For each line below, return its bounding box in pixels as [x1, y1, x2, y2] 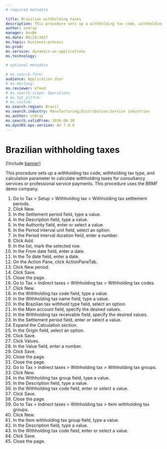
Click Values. [12, 338, 40, 344]
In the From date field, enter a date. [12, 248, 85, 254]
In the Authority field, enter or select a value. [12, 222, 104, 228]
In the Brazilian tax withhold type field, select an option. [12, 301, 126, 307]
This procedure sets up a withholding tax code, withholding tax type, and [5, 170, 155, 176]
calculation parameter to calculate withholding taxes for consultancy [5, 175, 146, 181]
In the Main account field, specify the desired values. [12, 306, 121, 312]
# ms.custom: [5, 100, 33, 105]
